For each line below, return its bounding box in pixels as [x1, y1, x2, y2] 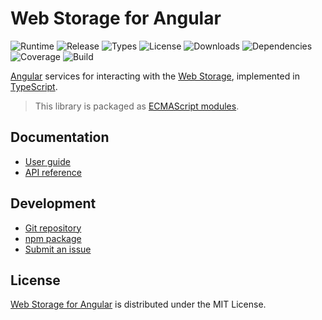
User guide [24, 155, 71, 167]
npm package [24, 232, 82, 244]
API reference [24, 166, 82, 178]
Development [10, 195, 97, 212]
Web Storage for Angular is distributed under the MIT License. [10, 298, 267, 311]
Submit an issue [24, 243, 92, 255]
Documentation [10, 129, 110, 146]
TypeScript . [10, 80, 58, 92]
